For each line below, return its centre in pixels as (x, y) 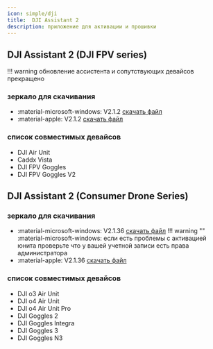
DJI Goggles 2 (38, 316)
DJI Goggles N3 (40, 338)
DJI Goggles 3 (38, 330)
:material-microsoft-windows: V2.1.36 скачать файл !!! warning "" (111, 231)
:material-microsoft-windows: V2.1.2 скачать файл (90, 112)
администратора (42, 253)
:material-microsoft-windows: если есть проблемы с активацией (112, 238)
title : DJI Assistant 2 (43, 20)
